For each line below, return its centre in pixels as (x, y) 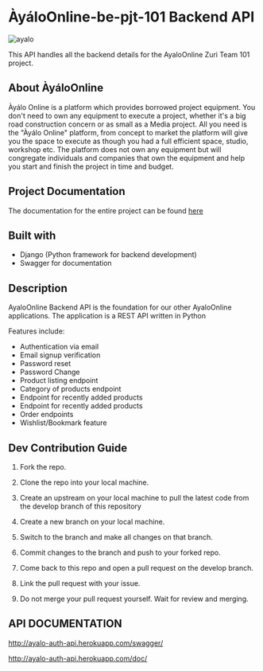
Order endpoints (46, 415)
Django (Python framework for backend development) (108, 255)
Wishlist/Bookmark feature (63, 423)
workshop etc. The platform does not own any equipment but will (115, 149)
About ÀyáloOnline (56, 88)
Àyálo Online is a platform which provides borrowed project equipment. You (132, 107)
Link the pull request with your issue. (80, 583)
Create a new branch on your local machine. (92, 522)
